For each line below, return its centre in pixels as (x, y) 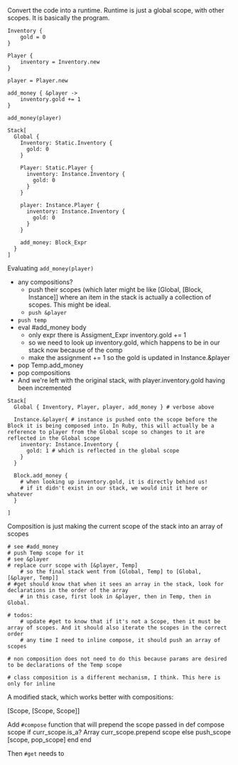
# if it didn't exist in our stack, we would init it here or (114, 488)
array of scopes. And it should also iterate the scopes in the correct (117, 628)
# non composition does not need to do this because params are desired (117, 659)
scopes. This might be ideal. (70, 305)
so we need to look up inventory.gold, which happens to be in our (124, 342)
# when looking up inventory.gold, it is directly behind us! (114, 482)
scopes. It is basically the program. (59, 18)
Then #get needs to (36, 753)
